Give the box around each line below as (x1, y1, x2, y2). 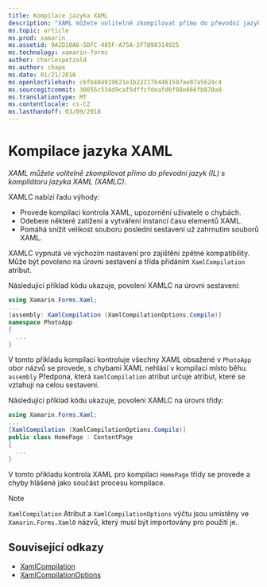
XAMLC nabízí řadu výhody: (8, 192, 100, 201)
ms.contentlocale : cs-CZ (8, 100, 91, 108)
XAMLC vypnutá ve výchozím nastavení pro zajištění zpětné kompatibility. (8, 248, 250, 258)
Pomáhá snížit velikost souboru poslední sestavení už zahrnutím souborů (19, 224, 259, 234)
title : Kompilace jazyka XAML (8, 11, 109, 20)
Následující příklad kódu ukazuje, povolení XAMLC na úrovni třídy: (8, 395, 224, 406)
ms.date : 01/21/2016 (8, 71, 77, 79)
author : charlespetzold (8, 56, 87, 64)
